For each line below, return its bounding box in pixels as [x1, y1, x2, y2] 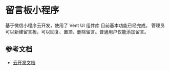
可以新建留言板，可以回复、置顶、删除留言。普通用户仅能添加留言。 [5, 28, 149, 34]
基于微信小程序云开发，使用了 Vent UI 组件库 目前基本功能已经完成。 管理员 [5, 22, 165, 28]
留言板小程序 [5, 5, 60, 16]
